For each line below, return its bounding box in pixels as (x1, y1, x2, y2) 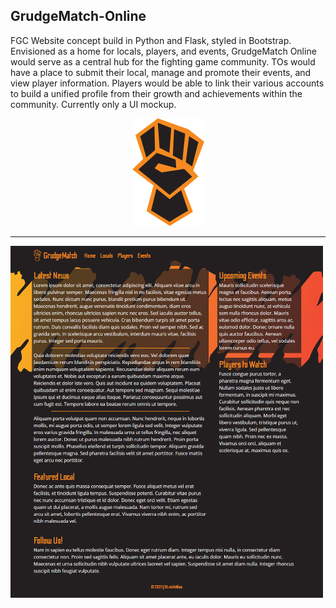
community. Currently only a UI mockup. (10, 98, 177, 110)
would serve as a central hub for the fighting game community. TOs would (10, 55, 316, 68)
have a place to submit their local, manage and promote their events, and (10, 66, 312, 78)
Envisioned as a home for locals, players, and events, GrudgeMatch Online (10, 45, 317, 57)
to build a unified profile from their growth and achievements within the (10, 87, 303, 99)
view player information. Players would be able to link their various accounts (10, 77, 325, 89)
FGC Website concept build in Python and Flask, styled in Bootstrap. (10, 34, 292, 46)
